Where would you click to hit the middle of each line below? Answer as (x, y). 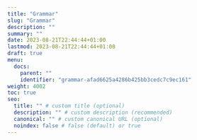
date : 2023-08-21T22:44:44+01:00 (57, 40)
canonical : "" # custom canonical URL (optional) (88, 119)
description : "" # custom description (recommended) (93, 112)
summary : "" (25, 34)
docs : (22, 66)
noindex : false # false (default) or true (77, 126)
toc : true (22, 93)
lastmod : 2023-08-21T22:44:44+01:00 (61, 47)
